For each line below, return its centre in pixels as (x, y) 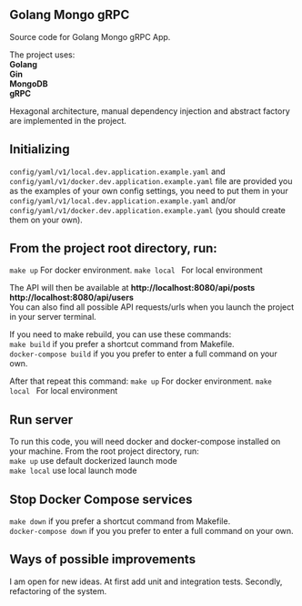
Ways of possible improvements (103, 560)
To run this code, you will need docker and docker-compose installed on (145, 442)
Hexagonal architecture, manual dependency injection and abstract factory (150, 111)
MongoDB (29, 83)
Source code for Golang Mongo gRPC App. (90, 36)
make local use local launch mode (73, 471)
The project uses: (42, 55)
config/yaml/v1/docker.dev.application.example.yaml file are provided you (151, 180)
